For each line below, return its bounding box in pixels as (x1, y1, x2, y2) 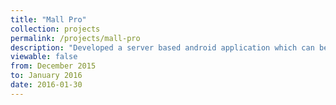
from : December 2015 (10, 61, 97, 71)
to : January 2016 (10, 71, 83, 81)
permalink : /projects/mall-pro (10, 33, 141, 43)
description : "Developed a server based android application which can (10, 42, 315, 53)
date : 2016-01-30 (10, 80, 83, 90)
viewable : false (10, 52, 78, 62)
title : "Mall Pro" (10, 14, 87, 25)
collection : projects (10, 24, 101, 34)
